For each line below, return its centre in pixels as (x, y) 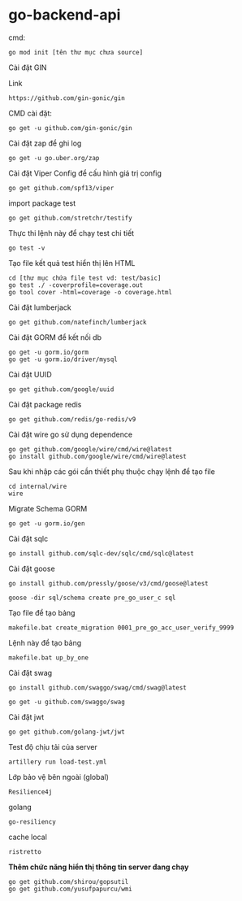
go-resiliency (32, 822)
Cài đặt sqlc (28, 538)
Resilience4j (30, 792)
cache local (28, 837)
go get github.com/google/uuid (61, 389)
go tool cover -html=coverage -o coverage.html (91, 292)
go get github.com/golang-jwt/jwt (67, 732)
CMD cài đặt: (30, 113)
